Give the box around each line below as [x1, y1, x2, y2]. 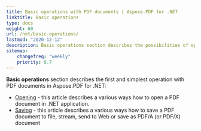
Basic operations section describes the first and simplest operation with [6, 76, 185, 83]
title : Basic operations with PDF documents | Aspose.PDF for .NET [6, 8, 178, 15]
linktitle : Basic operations [6, 14, 79, 20]
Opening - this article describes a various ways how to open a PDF [14, 94, 180, 101]
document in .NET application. [14, 100, 90, 107]
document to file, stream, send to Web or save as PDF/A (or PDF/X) [14, 112, 181, 120]
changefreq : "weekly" [17, 53, 71, 59]
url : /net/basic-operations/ [6, 31, 79, 37]
